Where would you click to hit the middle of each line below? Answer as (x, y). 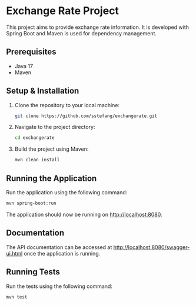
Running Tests (33, 272)
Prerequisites (31, 52)
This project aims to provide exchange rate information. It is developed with (98, 27)
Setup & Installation (43, 91)
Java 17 (24, 66)
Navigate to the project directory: (55, 127)
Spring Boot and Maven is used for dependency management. (82, 33)
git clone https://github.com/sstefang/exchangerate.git (86, 116)
